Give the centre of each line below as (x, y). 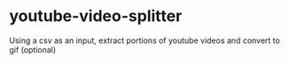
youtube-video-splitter (96, 16)
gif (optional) (33, 49)
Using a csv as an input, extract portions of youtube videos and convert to (145, 40)
